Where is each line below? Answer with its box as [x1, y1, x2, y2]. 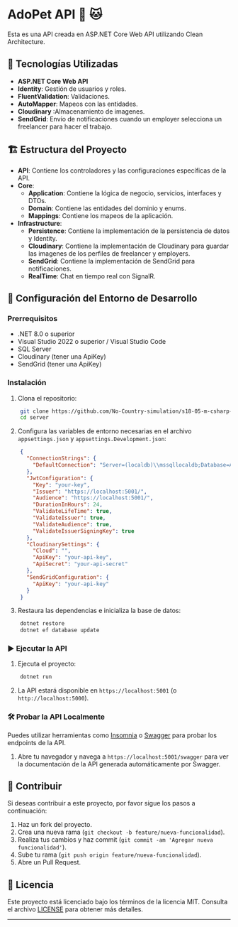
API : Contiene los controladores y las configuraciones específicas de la [17, 166, 227, 175]
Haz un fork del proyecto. [17, 820, 92, 829]
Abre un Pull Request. [17, 858, 81, 867]
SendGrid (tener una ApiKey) [17, 360, 102, 369]
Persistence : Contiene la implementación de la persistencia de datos [28, 227, 230, 235]
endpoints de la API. [7, 738, 66, 747]
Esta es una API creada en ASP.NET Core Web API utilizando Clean [7, 30, 203, 38]
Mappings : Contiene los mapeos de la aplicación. [28, 211, 174, 219]
